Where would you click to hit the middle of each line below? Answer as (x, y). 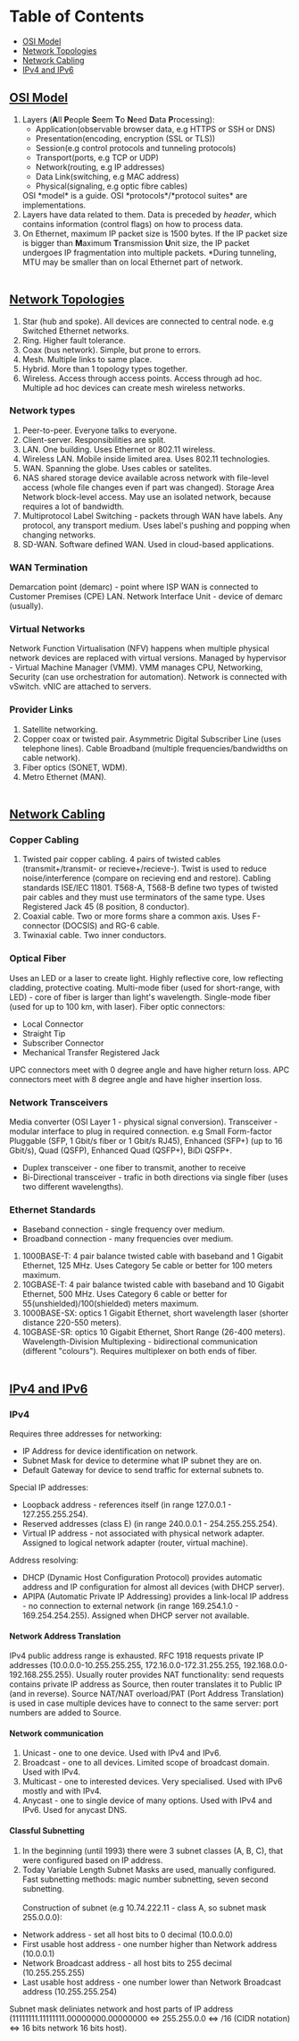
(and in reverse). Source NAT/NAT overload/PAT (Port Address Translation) (147, 1694)
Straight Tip (44, 1033)
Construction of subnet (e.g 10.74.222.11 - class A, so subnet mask (144, 1908)
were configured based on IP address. (92, 1860)
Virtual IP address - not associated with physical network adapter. (143, 1533)
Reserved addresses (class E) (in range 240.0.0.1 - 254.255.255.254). (150, 1524)
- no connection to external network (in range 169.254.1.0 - (130, 1606)
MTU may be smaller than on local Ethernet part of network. (133, 262)
